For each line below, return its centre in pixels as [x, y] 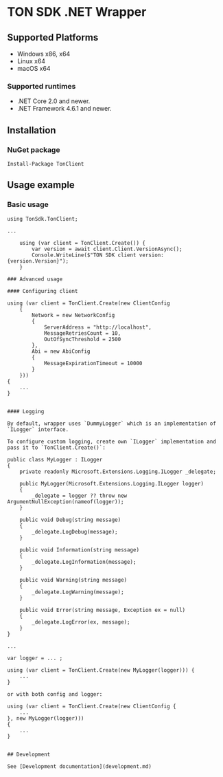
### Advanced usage [35, 279]
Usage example [41, 185]
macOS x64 [34, 68]
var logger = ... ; [35, 658]
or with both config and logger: [55, 694]
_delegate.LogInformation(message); [84, 562]
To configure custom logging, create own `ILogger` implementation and [111, 441]
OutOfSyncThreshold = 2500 [82, 339]
